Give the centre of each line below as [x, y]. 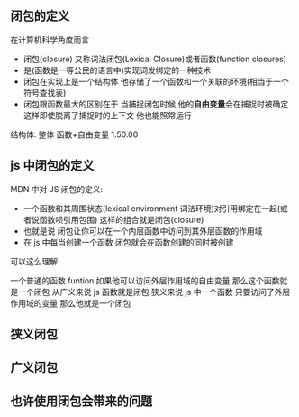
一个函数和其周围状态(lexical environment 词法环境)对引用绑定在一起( [152, 208]
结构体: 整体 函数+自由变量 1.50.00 [74, 134]
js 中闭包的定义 [52, 166]
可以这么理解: [36, 261]
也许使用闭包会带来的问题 [81, 401]
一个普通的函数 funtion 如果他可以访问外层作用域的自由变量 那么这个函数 [145, 280]
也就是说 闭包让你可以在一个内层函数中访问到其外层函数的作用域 [143, 231]
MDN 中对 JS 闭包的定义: [57, 189]
